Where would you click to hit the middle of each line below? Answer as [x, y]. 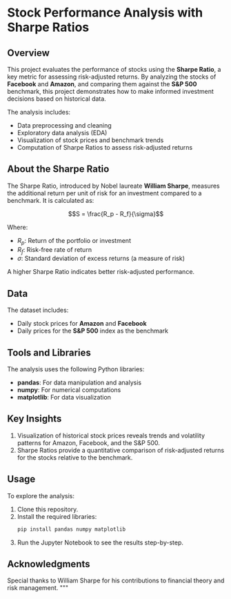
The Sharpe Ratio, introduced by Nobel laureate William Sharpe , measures [113, 186]
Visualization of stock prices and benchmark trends [90, 140]
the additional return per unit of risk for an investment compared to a [104, 193]
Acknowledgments [49, 564]
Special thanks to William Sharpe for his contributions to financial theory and [116, 580]
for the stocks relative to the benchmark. [75, 458]
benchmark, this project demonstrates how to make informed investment [110, 91]
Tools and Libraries [49, 352]
